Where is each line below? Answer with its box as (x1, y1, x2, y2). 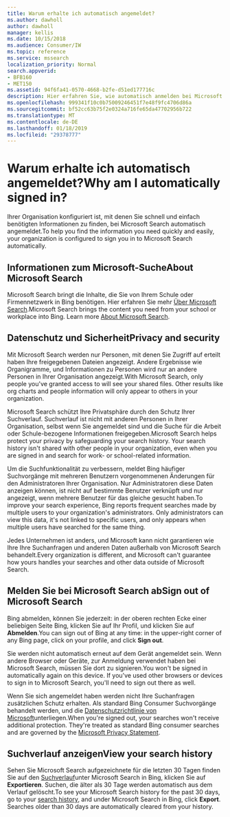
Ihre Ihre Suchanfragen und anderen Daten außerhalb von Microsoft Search (7, 543, 221, 552)
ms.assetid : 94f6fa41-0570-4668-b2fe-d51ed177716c (7, 86, 155, 93)
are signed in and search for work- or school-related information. (7, 451, 191, 460)
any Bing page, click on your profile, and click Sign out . (7, 636, 164, 644)
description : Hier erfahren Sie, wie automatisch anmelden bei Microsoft (7, 93, 223, 100)
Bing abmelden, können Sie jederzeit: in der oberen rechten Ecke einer (7, 614, 207, 622)
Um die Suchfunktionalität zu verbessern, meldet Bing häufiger (7, 464, 185, 473)
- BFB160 (7, 73, 32, 81)
